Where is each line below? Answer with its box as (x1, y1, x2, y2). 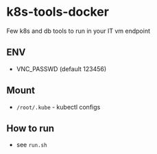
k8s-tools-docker (6, 4, 109, 20)
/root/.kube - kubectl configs (16, 103, 101, 111)
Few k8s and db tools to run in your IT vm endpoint (6, 27, 150, 35)
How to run (6, 123, 55, 134)
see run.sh (16, 141, 47, 149)
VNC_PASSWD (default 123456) (16, 64, 107, 73)
